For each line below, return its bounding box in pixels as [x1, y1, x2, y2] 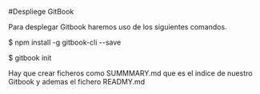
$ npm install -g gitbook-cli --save [8, 37, 122, 47]
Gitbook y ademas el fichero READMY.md [8, 77, 146, 86]
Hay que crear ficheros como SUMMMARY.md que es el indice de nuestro [8, 69, 253, 78]
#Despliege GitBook [8, 7, 74, 16]
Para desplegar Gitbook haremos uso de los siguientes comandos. [8, 22, 227, 31]
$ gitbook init [8, 53, 52, 62]
